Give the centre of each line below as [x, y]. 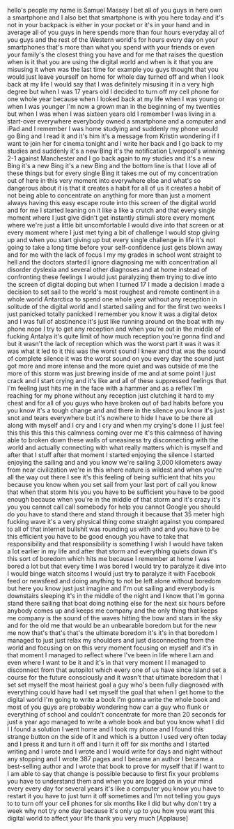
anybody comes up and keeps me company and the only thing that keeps [112, 611]
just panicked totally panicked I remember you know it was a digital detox [112, 314]
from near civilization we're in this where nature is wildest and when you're [115, 470]
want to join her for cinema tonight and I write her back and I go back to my [115, 143]
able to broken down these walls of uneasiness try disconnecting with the [113, 440]
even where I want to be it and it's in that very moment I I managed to [107, 663]
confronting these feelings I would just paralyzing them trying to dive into [112, 277]
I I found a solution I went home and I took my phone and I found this [106, 729]
